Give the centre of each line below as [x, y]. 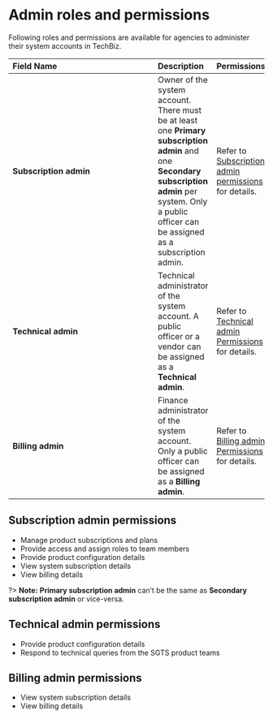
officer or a [179, 336]
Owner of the [183, 80]
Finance [173, 400]
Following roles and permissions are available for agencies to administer [129, 37]
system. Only [183, 201]
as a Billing [179, 481]
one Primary [182, 130]
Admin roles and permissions [109, 15]
